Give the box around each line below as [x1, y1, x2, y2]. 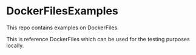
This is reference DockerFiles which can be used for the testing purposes [6, 35, 190, 42]
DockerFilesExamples [6, 4, 118, 18]
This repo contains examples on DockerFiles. [6, 24, 120, 31]
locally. [6, 42, 24, 49]
